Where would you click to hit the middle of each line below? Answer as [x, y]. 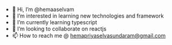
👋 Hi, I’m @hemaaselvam [43, 9]
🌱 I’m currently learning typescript [55, 22]
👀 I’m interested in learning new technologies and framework [88, 16]
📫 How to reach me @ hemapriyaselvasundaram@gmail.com [89, 36]
